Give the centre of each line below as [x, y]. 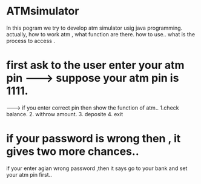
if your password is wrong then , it [94, 139]
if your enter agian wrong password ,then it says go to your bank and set [97, 168]
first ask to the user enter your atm [95, 65]
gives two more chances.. [73, 152]
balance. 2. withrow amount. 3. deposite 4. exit [64, 114]
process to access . [31, 41]
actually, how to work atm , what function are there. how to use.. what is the [101, 34]
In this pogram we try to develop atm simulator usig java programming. [94, 28]
